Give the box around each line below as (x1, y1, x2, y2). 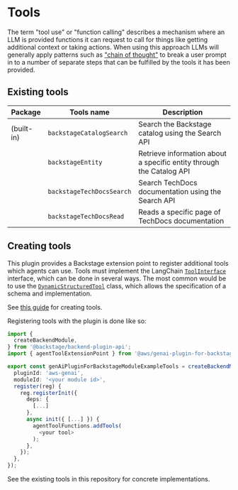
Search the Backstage (137, 119, 212, 129)
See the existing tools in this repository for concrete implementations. (7, 475, 210, 484)
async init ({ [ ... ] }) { (25, 416, 100, 423)
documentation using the (137, 186, 222, 196)
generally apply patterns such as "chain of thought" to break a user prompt (7, 50, 227, 59)
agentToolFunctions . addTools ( (33, 422, 122, 430)
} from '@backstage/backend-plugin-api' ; (7, 344, 132, 351)
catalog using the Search (137, 128, 222, 138)
